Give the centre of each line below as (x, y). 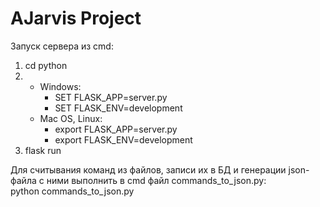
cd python (46, 65)
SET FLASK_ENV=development (118, 108)
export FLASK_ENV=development (123, 139)
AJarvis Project (76, 18)
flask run (43, 150)
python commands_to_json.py (72, 191)
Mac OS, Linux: (71, 118)
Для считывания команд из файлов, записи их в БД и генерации (148, 169)
